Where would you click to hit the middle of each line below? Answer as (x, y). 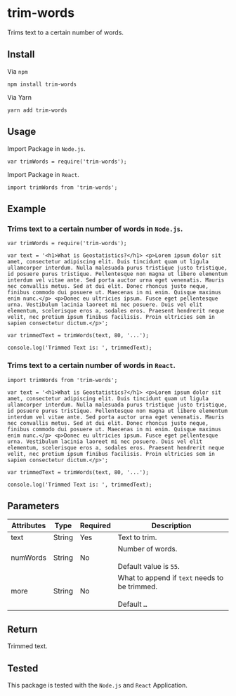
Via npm (18, 71)
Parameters (33, 506)
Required (95, 526)
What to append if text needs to (171, 578)
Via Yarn (19, 97)
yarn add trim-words (38, 110)
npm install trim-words (42, 84)
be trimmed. (138, 586)
